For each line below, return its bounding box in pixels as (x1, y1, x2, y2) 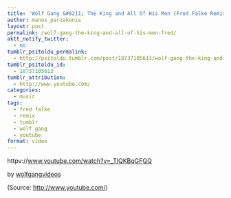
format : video (7, 138, 48, 145)
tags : (7, 100, 23, 107)
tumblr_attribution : (7, 74, 67, 81)
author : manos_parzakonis (7, 16, 81, 23)
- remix (13, 112, 36, 119)
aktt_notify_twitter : (7, 36, 69, 43)
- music (13, 93, 36, 100)
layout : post (7, 23, 45, 30)
